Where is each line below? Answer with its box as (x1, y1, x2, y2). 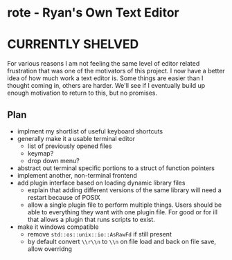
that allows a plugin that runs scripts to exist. (27, 215, 156, 223)
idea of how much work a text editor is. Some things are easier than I (7, 74, 204, 82)
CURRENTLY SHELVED (7, 37, 139, 53)
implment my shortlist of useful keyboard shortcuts (17, 127, 163, 136)
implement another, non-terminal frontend (17, 171, 137, 179)
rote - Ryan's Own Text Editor (7, 5, 179, 21)
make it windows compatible (17, 223, 99, 231)
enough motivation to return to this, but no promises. (7, 89, 158, 98)
